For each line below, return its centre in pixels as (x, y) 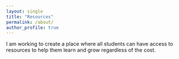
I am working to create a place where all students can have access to (89, 44)
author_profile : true (33, 27)
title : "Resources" (30, 17)
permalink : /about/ (30, 22)
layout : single (25, 11)
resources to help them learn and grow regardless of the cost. (81, 50)
